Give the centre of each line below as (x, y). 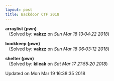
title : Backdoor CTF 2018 (32, 14)
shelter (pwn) (20, 58)
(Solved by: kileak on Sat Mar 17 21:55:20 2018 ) (58, 64)
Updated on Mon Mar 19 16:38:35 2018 (45, 73)
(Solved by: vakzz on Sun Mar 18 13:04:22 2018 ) (59, 34)
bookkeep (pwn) (23, 43)
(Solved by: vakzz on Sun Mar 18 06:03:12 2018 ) (59, 49)
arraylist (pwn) (21, 28)
